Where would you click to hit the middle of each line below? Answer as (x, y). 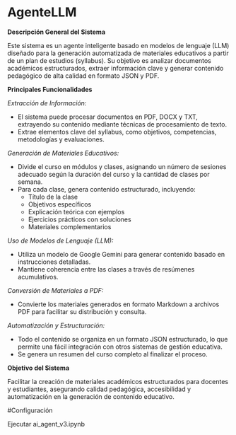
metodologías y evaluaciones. (61, 139)
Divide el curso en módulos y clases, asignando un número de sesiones (122, 166)
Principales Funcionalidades (50, 89)
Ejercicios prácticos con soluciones (80, 219)
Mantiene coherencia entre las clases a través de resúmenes (106, 269)
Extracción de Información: (47, 103)
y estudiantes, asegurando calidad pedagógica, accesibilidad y (99, 389)
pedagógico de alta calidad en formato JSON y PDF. (83, 76)
